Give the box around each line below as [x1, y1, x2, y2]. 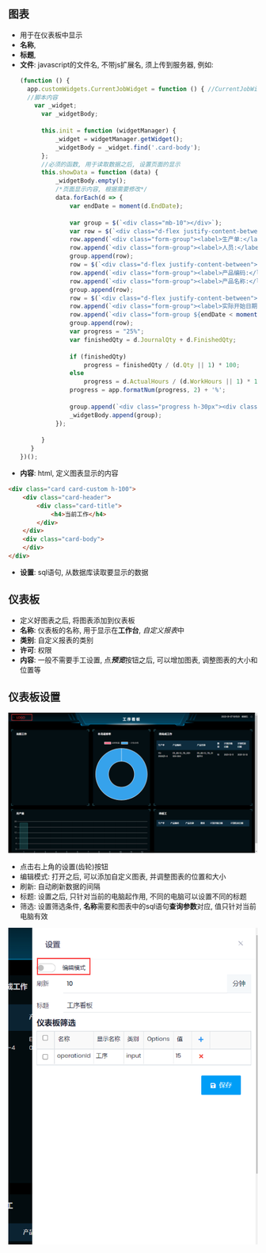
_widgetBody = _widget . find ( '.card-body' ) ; [55, 144, 201, 151]
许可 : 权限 [19, 645, 52, 654]
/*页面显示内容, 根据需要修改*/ [55, 186, 148, 194]
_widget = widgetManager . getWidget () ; [55, 135, 184, 143]
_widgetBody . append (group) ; [70, 411, 162, 419]
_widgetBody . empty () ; [55, 177, 127, 185]
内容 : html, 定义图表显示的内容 [19, 469, 119, 478]
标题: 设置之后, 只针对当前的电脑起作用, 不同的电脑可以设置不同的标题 [19, 891, 247, 902]
